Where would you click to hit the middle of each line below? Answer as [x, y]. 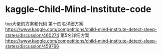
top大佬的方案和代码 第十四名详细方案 [44, 23]
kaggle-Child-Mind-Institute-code [78, 9]
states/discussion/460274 [32, 35]
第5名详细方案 [74, 35]
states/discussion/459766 [32, 46]
